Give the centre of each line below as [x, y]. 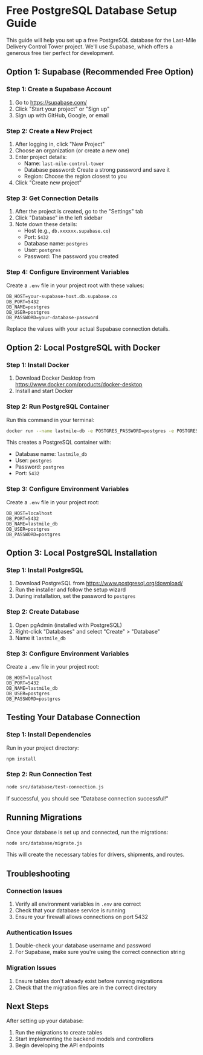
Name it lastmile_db [40, 638]
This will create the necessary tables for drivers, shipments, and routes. [95, 855]
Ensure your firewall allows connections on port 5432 [82, 917]
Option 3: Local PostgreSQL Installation [82, 553]
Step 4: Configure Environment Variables [68, 272]
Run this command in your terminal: [50, 420]
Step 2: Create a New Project [49, 131]
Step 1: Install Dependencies [49, 735]
